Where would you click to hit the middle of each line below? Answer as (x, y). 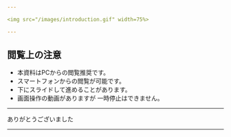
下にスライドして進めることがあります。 (74, 90)
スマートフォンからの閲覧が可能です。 (71, 81)
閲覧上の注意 (34, 55)
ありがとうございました (40, 119)
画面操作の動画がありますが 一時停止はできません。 (90, 98)
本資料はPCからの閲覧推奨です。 (63, 73)
